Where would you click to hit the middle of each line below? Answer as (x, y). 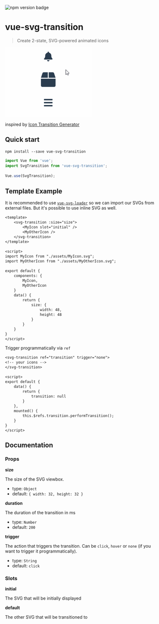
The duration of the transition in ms (40, 512)
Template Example (34, 191)
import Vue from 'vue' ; (29, 160)
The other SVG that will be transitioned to (46, 617)
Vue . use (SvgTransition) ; (30, 176)
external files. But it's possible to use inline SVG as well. (61, 208)
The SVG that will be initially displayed (43, 598)
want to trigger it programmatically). (41, 551)
